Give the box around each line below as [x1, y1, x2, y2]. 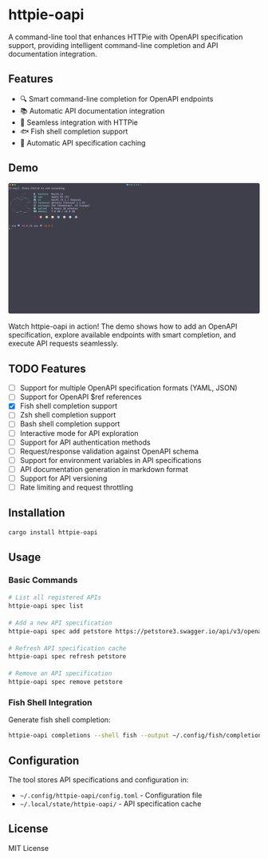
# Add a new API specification [8, 618, 112, 627]
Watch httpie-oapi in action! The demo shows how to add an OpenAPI [8, 322, 238, 331]
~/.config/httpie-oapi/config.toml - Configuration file [19, 790, 203, 800]
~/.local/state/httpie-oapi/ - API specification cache [19, 798, 202, 809]
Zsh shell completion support [19, 410, 116, 420]
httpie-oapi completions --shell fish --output [8, 732, 170, 740]
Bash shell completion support [19, 419, 120, 429]
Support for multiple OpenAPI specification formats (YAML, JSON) [19, 383, 238, 393]
